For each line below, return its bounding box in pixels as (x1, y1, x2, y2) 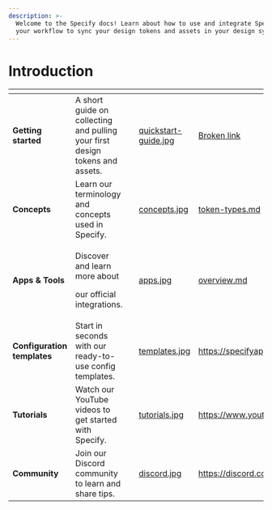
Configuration (12, 341, 68, 352)
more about (75, 270, 120, 282)
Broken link (198, 130, 241, 142)
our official (75, 289, 117, 300)
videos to (75, 404, 111, 415)
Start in (75, 321, 103, 332)
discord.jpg (138, 468, 182, 479)
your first (75, 135, 110, 147)
